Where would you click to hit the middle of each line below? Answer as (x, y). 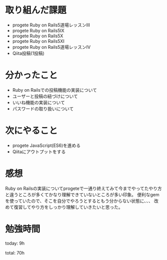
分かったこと (32, 75)
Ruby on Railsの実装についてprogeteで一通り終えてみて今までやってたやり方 (83, 188)
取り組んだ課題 (36, 10)
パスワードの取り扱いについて (43, 109)
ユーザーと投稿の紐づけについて (45, 96)
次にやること (32, 131)
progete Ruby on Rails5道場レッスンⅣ (51, 47)
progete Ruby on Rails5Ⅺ (38, 41)
